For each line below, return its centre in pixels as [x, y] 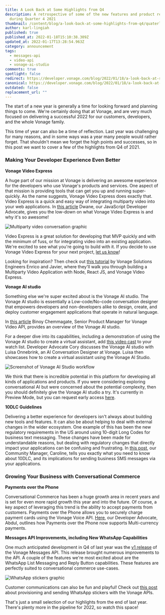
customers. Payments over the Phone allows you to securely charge [74, 512]
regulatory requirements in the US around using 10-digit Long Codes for [78, 432]
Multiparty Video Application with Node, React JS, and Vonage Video [75, 272]
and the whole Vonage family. [35, 122]
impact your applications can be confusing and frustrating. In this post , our [81, 448]
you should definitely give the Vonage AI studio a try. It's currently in [74, 392]
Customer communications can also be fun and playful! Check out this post [81, 587]
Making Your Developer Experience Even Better [63, 160]
